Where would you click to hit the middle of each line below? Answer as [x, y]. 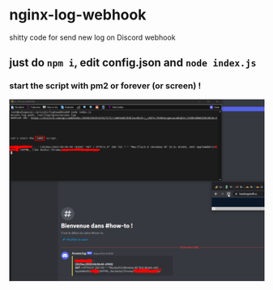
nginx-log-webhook [78, 15]
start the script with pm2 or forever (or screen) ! [105, 86]
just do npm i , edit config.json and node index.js [133, 63]
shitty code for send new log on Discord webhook [93, 37]
